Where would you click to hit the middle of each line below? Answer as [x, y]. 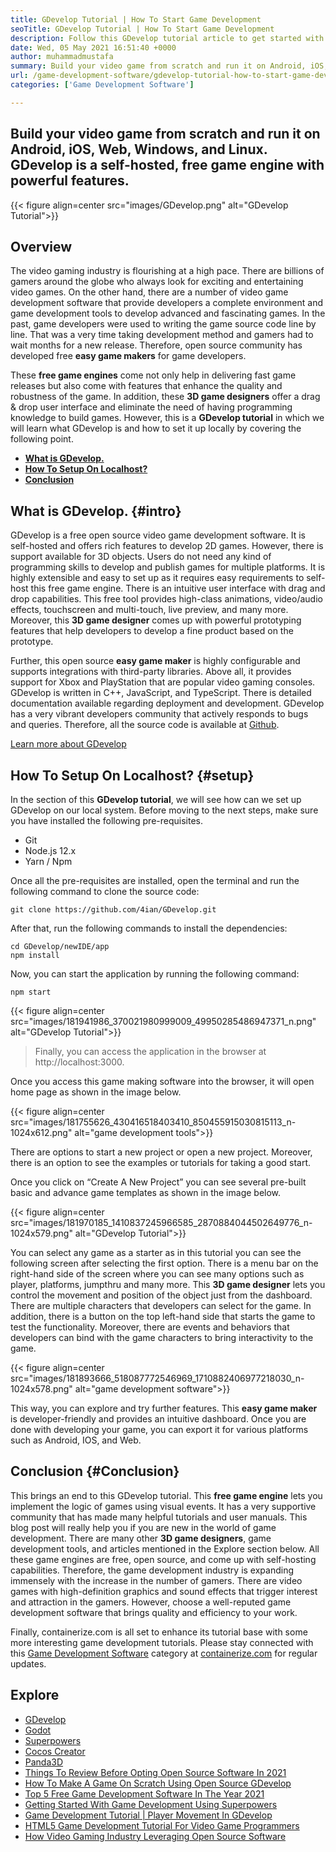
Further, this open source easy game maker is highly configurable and [155, 661]
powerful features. [70, 181]
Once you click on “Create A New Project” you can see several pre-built [158, 1182]
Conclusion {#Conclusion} [95, 1471]
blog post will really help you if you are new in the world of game [143, 1527]
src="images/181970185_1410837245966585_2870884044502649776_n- [161, 1222]
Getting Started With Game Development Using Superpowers [151, 1804]
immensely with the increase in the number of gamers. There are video [156, 1580]
